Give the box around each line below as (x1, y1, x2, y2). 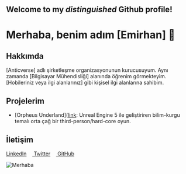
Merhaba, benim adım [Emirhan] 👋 (6, 28, 175, 41)
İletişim (6, 134, 34, 145)
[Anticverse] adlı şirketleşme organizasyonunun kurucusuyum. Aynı (6, 67, 168, 74)
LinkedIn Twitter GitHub (6, 150, 75, 157)
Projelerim (6, 96, 45, 106)
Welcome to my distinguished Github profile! (6, 5, 173, 15)
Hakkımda (6, 51, 44, 61)
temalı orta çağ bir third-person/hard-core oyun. (14, 118, 131, 125)
